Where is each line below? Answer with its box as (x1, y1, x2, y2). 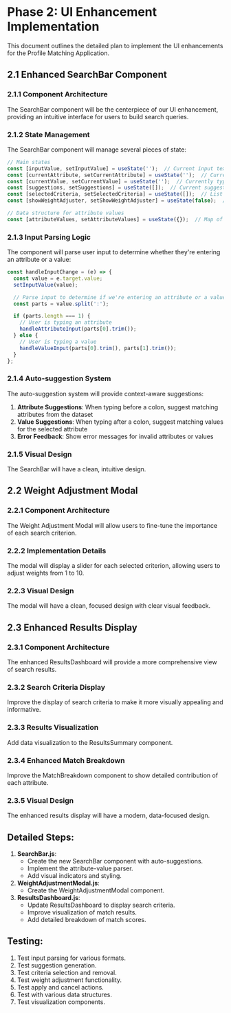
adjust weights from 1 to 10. (7, 569, 85, 577)
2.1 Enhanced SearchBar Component (7, 69, 167, 81)
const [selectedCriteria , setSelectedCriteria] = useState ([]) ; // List (7, 191, 223, 198)
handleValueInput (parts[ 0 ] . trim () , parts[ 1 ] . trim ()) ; (19, 345, 177, 351)
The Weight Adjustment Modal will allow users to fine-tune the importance (7, 521, 218, 529)
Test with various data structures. (16, 990, 112, 999)
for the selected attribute (16, 424, 88, 433)
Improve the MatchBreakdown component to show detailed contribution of (7, 771, 219, 779)
